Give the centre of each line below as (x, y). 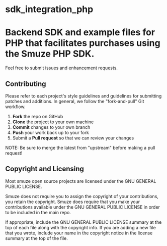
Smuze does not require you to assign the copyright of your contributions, (82, 196)
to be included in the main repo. (38, 212)
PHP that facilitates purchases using (83, 43)
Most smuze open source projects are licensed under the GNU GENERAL (81, 181)
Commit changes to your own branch (51, 127)
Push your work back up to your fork (51, 132)
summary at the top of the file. (36, 238)
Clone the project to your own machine (53, 122)
